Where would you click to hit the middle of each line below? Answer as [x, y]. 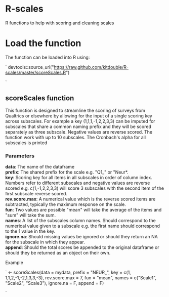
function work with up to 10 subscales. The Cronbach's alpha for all [75, 137]
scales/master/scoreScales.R [36, 72]
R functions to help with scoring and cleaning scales [60, 23]
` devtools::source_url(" [30, 67]
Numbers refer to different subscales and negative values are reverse [78, 183]
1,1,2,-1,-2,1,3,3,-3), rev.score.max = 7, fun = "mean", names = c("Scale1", [81, 278]
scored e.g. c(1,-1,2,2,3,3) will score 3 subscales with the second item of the [85, 188]
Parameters [20, 156]
